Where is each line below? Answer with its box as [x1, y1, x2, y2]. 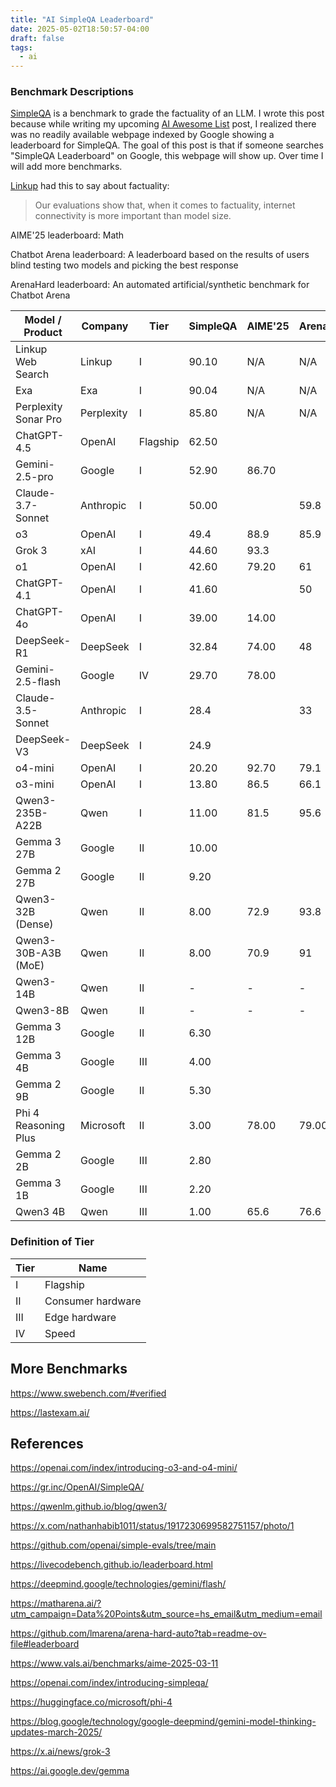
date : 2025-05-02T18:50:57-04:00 [10, 24, 150, 34]
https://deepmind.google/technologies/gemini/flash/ [10, 1578, 227, 1590]
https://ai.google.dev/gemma [10, 1765, 130, 1777]
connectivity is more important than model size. [34, 210, 232, 222]
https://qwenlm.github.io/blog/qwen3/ [10, 1501, 167, 1513]
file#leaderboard [10, 1638, 80, 1650]
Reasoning [15, 1119, 66, 1133]
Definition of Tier [10, 1235, 95, 1249]
